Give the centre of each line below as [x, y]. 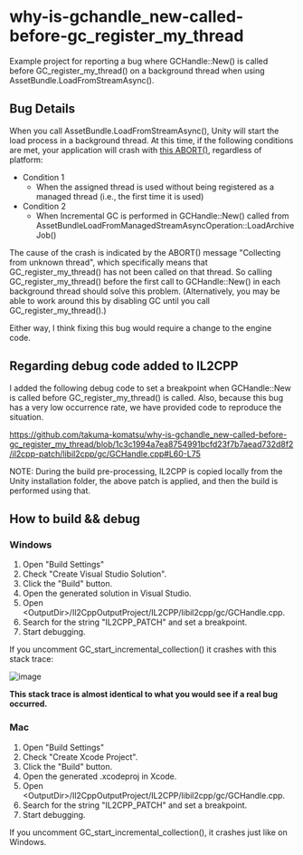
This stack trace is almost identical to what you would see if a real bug [144, 695]
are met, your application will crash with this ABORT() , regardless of [136, 150]
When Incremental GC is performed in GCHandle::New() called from [162, 216]
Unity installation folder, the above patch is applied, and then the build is [144, 481]
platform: [26, 160]
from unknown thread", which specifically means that [109, 262]
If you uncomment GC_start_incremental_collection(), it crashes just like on [148, 832]
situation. [27, 417]
